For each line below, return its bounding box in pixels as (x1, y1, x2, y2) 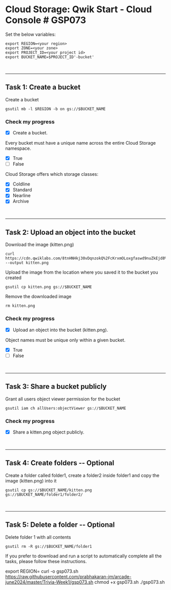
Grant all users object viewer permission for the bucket (5, 396, 121, 402)
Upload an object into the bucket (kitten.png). (12, 327, 108, 333)
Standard (12, 187, 32, 193)
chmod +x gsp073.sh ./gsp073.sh (94, 579, 165, 585)
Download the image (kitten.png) (5, 242, 74, 248)
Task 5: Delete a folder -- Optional (5, 521, 115, 529)
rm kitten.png (5, 303, 36, 309)
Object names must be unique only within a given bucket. (5, 337, 126, 343)
